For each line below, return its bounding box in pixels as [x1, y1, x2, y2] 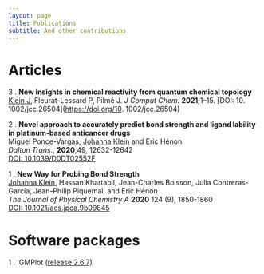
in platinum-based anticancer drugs [8, 129, 131, 138]
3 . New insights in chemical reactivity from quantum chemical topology [8, 87, 253, 97]
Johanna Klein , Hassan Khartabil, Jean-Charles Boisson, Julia [8, 177, 211, 188]
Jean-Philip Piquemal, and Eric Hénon [33, 186, 158, 196]
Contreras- [212, 177, 249, 188]
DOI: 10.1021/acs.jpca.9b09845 [8, 203, 110, 212]
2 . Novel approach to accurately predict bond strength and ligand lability [8, 120, 257, 129]
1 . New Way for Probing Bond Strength [8, 169, 140, 179]
